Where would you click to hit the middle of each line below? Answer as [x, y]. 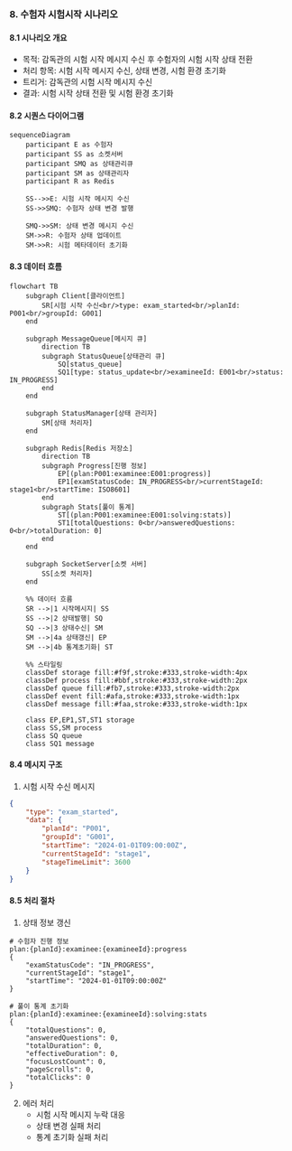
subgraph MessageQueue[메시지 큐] [87, 339]
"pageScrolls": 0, [60, 1069]
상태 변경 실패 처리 [68, 1126]
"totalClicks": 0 [58, 1077]
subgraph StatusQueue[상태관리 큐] [104, 356]
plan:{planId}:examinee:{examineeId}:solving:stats [108, 1014]
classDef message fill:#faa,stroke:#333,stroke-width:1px [137, 704]
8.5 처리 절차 [32, 901]
